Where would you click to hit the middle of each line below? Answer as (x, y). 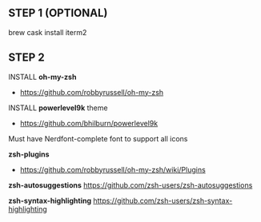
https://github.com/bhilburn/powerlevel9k (89, 123)
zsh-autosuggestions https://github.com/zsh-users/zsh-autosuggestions (130, 185)
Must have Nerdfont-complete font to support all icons (98, 138)
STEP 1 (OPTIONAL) (58, 13)
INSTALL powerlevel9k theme (58, 108)
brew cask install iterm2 (48, 32)
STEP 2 (27, 58)
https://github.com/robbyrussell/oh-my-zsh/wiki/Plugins (112, 169)
